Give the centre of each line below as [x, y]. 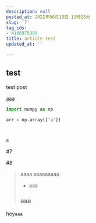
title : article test [31, 39]
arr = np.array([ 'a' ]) [33, 120]
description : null [28, 11]
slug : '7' [18, 22]
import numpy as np [30, 109]
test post [17, 87]
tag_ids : [17, 28]
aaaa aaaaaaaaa [40, 174]
